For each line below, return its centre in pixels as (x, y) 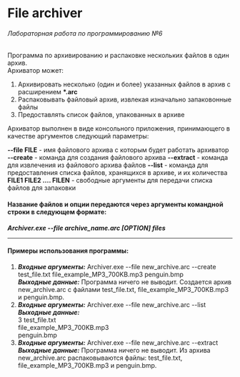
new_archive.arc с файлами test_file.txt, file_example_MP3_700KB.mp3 (123, 289)
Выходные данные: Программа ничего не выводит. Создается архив (125, 282)
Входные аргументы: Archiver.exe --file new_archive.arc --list (112, 304)
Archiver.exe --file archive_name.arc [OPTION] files (86, 228)
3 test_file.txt (37, 320)
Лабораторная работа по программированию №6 (85, 33)
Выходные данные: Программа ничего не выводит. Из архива (114, 350)
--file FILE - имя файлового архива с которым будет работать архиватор (118, 150)
